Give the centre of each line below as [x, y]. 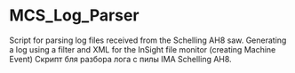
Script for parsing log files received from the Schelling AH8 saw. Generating [148, 40]
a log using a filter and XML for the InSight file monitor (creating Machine [143, 49]
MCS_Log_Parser [74, 16]
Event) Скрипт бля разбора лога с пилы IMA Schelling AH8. [121, 59]
